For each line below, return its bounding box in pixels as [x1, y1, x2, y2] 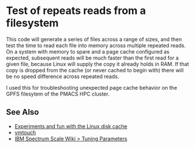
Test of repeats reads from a [6, 4, 146, 17]
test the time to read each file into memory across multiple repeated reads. [6, 42, 186, 49]
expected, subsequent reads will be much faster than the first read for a [6, 54, 179, 61]
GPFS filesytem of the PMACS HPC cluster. [6, 90, 110, 97]
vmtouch [14, 129, 36, 136]
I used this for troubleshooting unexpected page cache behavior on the [6, 84, 177, 91]
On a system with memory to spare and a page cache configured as [6, 48, 170, 55]
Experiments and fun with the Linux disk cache [14, 122, 127, 129]
